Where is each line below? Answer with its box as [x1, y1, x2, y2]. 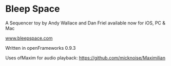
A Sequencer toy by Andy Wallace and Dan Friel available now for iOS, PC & [5, 20, 166, 26]
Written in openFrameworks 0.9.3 [5, 45, 76, 51]
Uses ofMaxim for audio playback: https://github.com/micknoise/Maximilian [5, 54, 166, 61]
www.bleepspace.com [5, 35, 53, 41]
